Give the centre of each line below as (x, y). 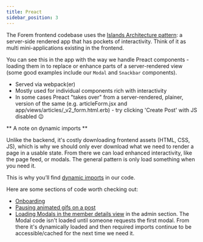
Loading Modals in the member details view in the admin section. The (102, 213)
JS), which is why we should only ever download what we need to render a (100, 146)
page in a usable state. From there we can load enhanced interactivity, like (99, 153)
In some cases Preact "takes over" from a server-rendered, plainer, (99, 97)
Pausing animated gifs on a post (55, 207)
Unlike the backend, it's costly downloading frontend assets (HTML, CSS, (98, 139)
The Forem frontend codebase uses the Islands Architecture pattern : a (95, 35)
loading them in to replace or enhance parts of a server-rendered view (95, 66)
